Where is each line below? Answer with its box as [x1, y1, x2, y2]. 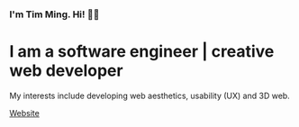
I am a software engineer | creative [9, 41, 275, 62]
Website [9, 107, 41, 118]
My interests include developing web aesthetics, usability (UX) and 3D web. [9, 90, 290, 101]
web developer [9, 60, 123, 81]
